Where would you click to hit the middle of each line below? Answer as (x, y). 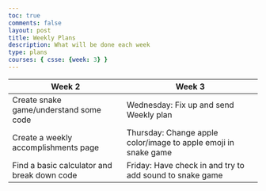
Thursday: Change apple (172, 132)
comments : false (35, 23)
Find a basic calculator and (62, 165)
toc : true (25, 15)
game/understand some (57, 109)
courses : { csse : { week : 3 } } (58, 60)
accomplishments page (56, 147)
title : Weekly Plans (42, 38)
